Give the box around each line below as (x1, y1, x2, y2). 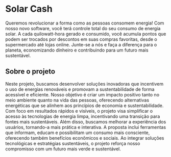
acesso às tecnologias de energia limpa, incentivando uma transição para (5, 113, 160, 119)
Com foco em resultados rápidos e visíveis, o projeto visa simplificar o (5, 108, 153, 114)
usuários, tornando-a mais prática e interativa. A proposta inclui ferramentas (5, 124, 166, 130)
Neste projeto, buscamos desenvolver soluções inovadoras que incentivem (5, 81, 164, 87)
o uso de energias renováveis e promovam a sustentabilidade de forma (5, 86, 155, 92)
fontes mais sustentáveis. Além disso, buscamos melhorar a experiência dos (5, 118, 166, 125)
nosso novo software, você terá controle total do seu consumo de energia (5, 25, 161, 31)
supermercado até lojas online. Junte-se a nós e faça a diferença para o (5, 41, 157, 47)
